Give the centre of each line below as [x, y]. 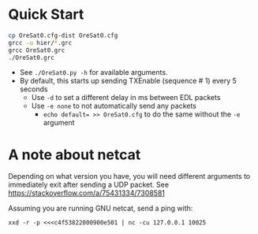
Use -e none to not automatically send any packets [114, 106]
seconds [34, 89]
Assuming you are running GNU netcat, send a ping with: [101, 208]
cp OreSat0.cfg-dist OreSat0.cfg [63, 35]
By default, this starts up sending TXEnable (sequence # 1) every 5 [128, 81]
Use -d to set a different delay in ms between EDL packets [126, 98]
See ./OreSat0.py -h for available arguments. [93, 72]
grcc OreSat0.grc [37, 50]
